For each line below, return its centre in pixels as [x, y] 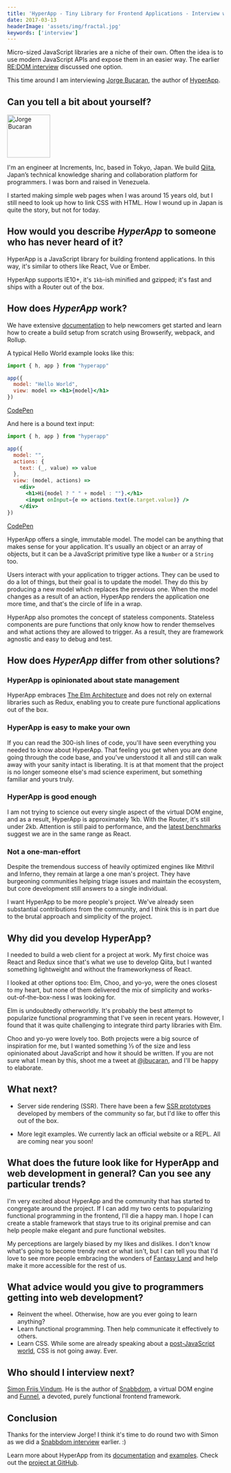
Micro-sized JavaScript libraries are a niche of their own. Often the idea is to [115, 52]
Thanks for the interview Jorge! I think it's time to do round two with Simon [113, 1434]
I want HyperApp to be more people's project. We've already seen [101, 902]
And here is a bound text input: [51, 424]
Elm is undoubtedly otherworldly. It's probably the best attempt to [100, 1010]
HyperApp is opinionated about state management [93, 680]
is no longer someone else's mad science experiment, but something [105, 772]
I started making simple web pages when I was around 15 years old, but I [110, 195]
